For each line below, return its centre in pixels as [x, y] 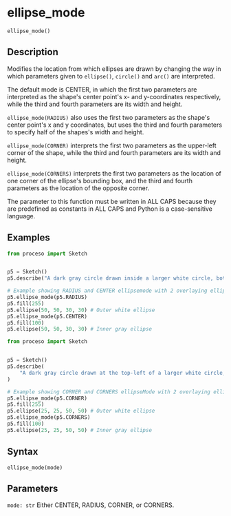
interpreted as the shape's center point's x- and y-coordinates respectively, [114, 96]
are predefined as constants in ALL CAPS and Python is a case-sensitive [110, 209]
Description [33, 52]
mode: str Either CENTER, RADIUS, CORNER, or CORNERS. [91, 505]
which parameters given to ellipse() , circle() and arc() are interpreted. [111, 76]
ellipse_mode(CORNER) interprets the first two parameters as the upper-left [112, 145]
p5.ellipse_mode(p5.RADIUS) [47, 298]
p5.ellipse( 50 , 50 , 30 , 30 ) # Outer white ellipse [81, 310]
